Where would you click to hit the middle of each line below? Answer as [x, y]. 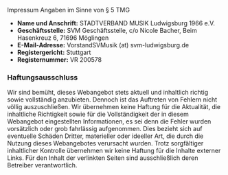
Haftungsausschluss [43, 77]
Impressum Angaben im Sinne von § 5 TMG [69, 10]
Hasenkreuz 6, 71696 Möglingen [63, 38]
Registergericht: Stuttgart [54, 52]
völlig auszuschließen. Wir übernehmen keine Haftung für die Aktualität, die [114, 107]
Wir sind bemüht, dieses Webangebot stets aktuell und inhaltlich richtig [108, 93]
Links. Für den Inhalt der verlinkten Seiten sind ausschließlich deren [103, 158]
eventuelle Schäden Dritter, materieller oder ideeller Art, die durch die [105, 136]
